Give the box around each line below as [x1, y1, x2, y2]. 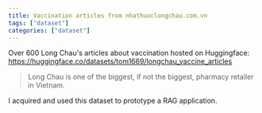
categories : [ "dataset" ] [8, 26, 91, 34]
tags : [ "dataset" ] [8, 19, 69, 27]
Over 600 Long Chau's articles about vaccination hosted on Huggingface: [8, 49, 250, 58]
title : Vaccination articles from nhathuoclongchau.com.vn [8, 11, 208, 20]
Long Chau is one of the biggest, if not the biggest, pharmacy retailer [27, 72, 254, 82]
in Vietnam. [27, 80, 65, 90]
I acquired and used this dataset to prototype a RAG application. [8, 96, 218, 106]
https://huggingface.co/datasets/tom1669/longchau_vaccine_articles [8, 56, 233, 66]
